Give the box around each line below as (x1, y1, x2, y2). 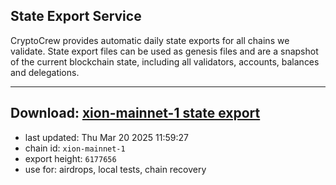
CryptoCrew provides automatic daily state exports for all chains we (10, 34, 290, 46)
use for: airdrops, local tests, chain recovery (24, 163, 207, 175)
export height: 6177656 (24, 152, 117, 164)
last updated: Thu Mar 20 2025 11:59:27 (24, 131, 189, 143)
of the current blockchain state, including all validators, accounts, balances (10, 55, 320, 68)
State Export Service (10, 8, 142, 25)
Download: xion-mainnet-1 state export (10, 105, 261, 122)
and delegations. (10, 66, 80, 78)
